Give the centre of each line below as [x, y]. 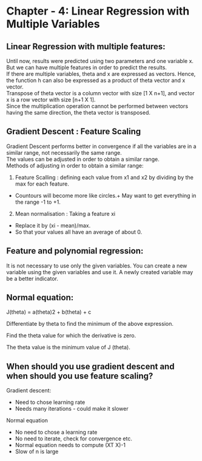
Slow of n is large [37, 452]
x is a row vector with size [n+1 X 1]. [51, 99]
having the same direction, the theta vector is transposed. [78, 113]
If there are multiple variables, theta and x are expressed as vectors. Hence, [101, 74]
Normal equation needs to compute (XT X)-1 [70, 445]
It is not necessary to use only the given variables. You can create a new [97, 266]
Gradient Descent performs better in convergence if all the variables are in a [101, 146]
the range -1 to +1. [38, 202]
